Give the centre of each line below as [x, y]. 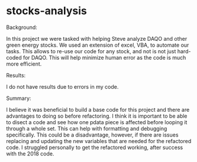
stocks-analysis [46, 11]
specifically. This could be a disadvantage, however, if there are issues [92, 135]
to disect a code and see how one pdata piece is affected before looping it [97, 122]
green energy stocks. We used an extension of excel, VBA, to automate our [98, 45]
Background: [22, 27]
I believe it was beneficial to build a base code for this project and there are [98, 109]
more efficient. [24, 64]
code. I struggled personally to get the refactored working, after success [95, 147]
